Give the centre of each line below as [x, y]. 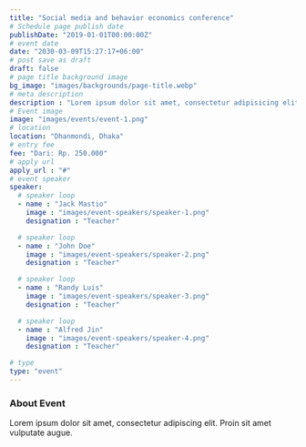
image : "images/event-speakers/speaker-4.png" [117, 338]
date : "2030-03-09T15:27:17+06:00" [77, 52]
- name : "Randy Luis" [61, 288]
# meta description [46, 94]
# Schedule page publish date [67, 26]
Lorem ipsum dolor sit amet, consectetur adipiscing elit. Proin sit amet [140, 423]
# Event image [36, 111]
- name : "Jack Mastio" [62, 204]
